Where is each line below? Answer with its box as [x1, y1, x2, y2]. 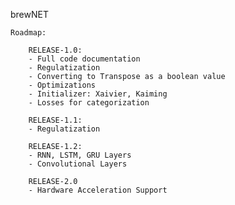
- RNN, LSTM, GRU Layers [28, 150, 132, 160]
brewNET [10, 9, 49, 20]
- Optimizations [28, 80, 97, 90]
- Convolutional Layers [28, 159, 128, 169]
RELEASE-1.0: [28, 45, 83, 55]
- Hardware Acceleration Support [28, 185, 168, 195]
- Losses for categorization [28, 98, 150, 108]
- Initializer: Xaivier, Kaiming [28, 89, 168, 99]
